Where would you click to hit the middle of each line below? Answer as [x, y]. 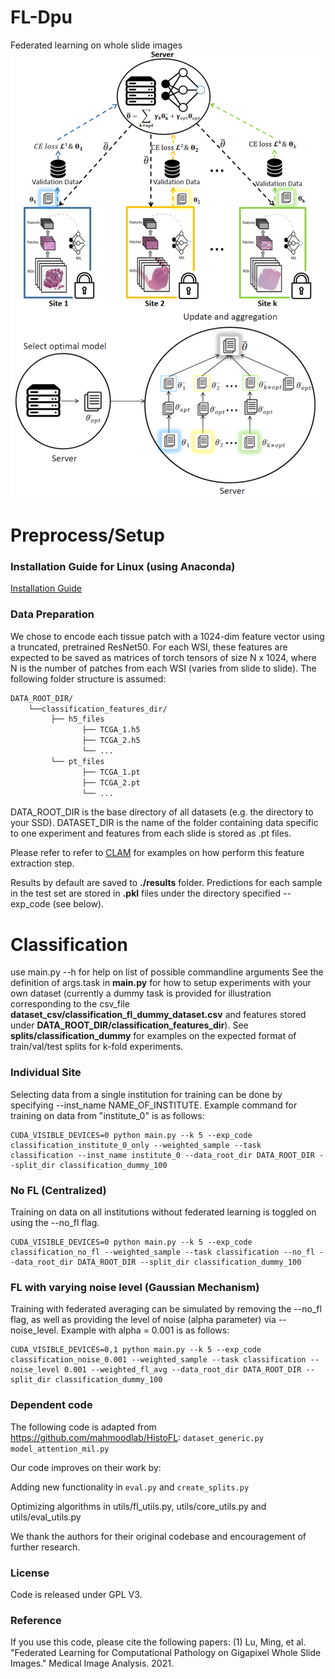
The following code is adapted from [83, 1427]
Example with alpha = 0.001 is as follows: [145, 1330]
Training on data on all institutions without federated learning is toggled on [163, 1212]
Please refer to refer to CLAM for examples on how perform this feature [157, 853]
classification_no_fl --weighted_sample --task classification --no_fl [162, 1252]
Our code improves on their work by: [86, 1467]
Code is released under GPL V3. [76, 1594]
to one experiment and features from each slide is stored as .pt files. [151, 833]
